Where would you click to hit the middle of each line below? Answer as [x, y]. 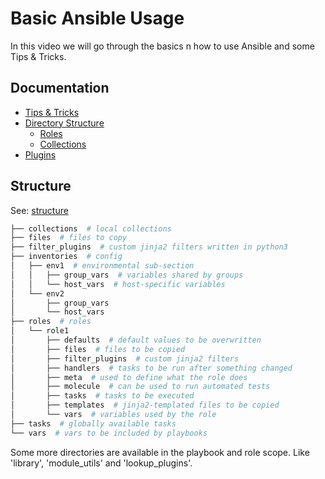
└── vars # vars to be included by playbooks [109, 433]
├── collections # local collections [91, 228]
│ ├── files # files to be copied [98, 349]
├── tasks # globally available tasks [93, 423]
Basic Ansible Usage [97, 18]
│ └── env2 [37, 293]
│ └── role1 [40, 331]
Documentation [60, 88]
